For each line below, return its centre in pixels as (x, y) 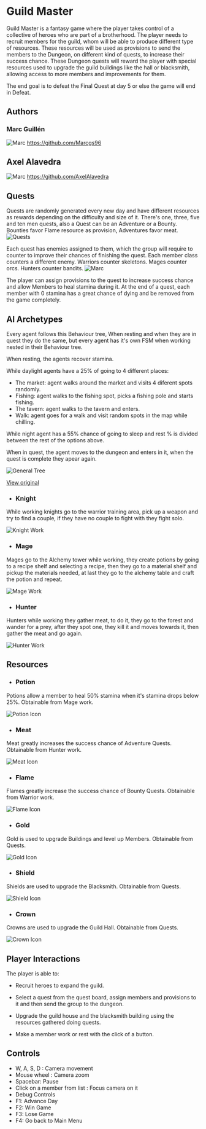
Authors (22, 112)
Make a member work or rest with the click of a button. (85, 1034)
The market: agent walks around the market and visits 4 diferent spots (104, 383)
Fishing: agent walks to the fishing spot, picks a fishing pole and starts (104, 396)
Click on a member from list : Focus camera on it (76, 1088)
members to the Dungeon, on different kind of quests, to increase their (96, 54)
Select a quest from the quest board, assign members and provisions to (106, 997)
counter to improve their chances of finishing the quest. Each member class (102, 256)
